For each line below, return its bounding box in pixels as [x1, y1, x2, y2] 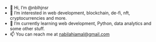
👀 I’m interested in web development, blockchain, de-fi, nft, [9, 10, 130, 16]
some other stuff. [9, 26, 45, 32]
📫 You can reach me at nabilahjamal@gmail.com [9, 31, 110, 37]
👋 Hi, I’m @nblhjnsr [9, 5, 49, 10]
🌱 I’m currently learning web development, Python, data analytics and [9, 20, 152, 26]
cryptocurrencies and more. [9, 15, 67, 21]
